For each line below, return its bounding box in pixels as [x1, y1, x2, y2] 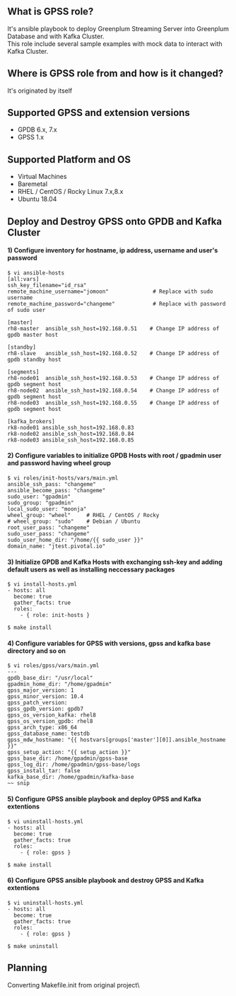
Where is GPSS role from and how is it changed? [7, 67, 224, 80]
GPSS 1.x [17, 133, 45, 141]
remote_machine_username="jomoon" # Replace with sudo [7, 288, 213, 295]
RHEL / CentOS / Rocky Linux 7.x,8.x [17, 187, 124, 196]
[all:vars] [7, 275, 40, 282]
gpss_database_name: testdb [7, 730, 90, 738]
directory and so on [7, 647, 66, 655]
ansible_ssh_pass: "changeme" [7, 481, 97, 488]
